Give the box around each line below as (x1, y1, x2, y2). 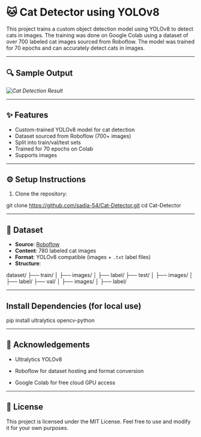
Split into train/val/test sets (14, 138, 81, 146)
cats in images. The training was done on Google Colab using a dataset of (6, 31, 188, 38)
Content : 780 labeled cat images (14, 247, 96, 254)
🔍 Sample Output (6, 68, 73, 79)
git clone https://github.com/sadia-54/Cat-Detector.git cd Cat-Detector (6, 202, 181, 209)
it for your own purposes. (6, 424, 69, 431)
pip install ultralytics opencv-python (6, 317, 95, 324)
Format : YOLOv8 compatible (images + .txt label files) (14, 254, 151, 261)
